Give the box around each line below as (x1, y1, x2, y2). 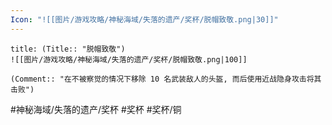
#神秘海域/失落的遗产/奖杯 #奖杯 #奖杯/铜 (10, 103, 182, 115)
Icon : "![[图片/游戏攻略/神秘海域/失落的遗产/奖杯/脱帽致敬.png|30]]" (10, 14, 279, 25)
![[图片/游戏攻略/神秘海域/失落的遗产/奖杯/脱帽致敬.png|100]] (10, 54, 248, 65)
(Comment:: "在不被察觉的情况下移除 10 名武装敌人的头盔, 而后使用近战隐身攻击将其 (10, 74, 322, 84)
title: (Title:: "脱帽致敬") (10, 44, 126, 54)
